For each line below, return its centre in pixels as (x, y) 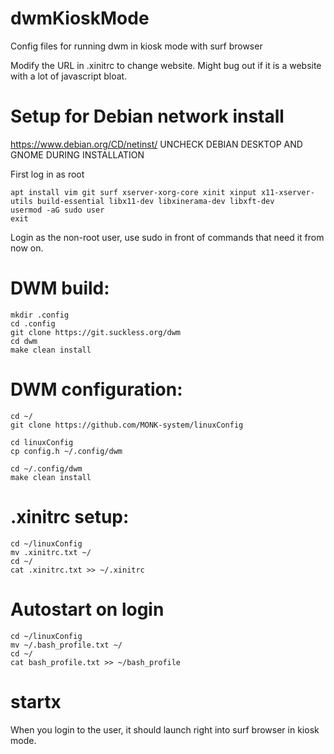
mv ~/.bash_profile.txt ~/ (66, 645)
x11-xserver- (287, 192)
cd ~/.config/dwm (46, 468)
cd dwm (24, 341)
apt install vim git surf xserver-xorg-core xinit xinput (133, 192)
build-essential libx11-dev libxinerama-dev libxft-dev (155, 201)
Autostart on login (87, 609)
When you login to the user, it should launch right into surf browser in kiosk (165, 729)
